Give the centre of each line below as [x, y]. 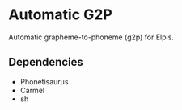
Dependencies [46, 62]
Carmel [32, 90]
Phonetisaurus [44, 81]
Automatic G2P [61, 15]
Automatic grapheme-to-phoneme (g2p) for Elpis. [91, 37]
